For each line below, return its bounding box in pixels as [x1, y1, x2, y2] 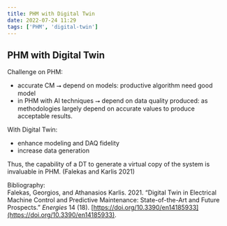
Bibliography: [7, 181, 45, 190]
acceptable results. [17, 112, 73, 120]
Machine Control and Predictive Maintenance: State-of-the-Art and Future [7, 196, 220, 204]
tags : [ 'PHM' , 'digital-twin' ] [7, 23, 98, 30]
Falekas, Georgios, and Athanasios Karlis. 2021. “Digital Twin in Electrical [7, 188, 217, 197]
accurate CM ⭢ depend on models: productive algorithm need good [17, 81, 213, 90]
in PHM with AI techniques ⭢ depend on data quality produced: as [17, 97, 208, 105]
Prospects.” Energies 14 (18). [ [7, 204, 94, 212]
